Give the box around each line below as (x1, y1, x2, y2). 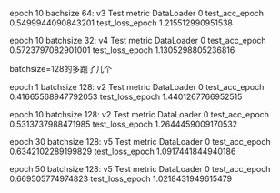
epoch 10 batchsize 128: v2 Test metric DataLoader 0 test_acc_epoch (9, 109, 270, 119)
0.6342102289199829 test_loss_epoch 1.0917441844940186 (9, 146, 236, 157)
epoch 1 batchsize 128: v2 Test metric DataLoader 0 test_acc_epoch (9, 82, 265, 92)
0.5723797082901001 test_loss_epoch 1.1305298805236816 (9, 45, 235, 56)
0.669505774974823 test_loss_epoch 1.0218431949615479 (9, 173, 233, 184)
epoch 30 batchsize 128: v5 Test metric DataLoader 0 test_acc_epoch (9, 137, 271, 147)
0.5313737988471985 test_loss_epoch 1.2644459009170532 (9, 118, 238, 129)
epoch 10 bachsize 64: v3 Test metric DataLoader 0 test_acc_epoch (9, 8, 265, 18)
